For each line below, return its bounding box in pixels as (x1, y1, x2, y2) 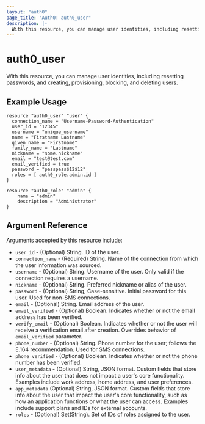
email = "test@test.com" (12, 156, 75, 162)
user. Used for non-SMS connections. (15, 294, 110, 301)
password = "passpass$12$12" (12, 166, 86, 172)
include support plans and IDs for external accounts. (15, 404, 148, 411)
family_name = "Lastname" (12, 145, 78, 151)
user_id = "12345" (12, 123, 59, 130)
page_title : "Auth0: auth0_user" (6, 15, 92, 21)
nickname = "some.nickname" (12, 150, 84, 156)
